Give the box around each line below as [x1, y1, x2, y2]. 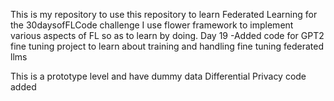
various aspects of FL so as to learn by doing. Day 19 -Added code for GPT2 [10, 30, 325, 41]
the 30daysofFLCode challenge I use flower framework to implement [10, 19, 294, 31]
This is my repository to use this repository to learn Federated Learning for [10, 9, 318, 20]
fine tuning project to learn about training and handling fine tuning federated [10, 40, 324, 52]
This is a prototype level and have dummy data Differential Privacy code [10, 70, 307, 82]
